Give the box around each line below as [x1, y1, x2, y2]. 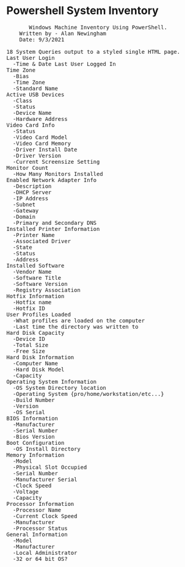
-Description [12, 183, 52, 189]
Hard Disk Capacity [6, 329, 65, 336]
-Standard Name [12, 85, 58, 92]
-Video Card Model [12, 134, 68, 141]
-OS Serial [12, 409, 46, 415]
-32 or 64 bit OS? [12, 555, 68, 562]
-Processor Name [12, 507, 62, 513]
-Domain [12, 213, 35, 220]
